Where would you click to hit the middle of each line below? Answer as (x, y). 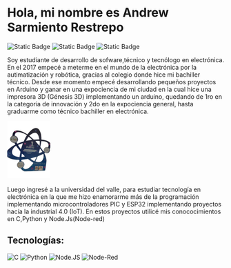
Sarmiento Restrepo (66, 27)
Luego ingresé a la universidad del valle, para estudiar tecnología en (104, 189)
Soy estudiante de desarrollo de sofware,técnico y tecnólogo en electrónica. (116, 59)
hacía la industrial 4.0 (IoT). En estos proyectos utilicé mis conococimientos (114, 211)
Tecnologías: (36, 241)
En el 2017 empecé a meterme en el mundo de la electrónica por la (102, 67)
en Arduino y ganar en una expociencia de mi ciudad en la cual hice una (109, 89)
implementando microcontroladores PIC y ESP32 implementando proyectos (114, 204)
